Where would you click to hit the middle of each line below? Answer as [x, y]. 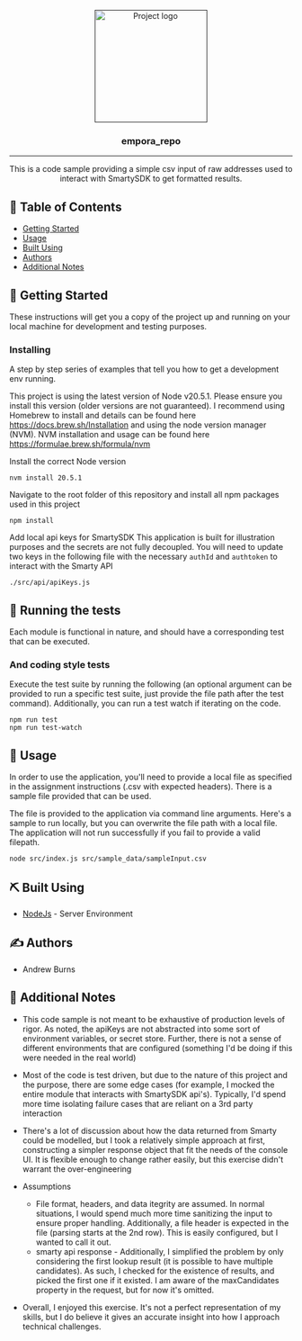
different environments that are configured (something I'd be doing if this [157, 1048]
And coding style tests [60, 664]
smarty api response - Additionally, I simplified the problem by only [160, 1251]
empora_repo [151, 140]
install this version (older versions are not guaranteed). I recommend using [147, 406]
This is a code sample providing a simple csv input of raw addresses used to [151, 169]
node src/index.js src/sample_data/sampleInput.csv [108, 859]
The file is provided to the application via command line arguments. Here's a [151, 814]
